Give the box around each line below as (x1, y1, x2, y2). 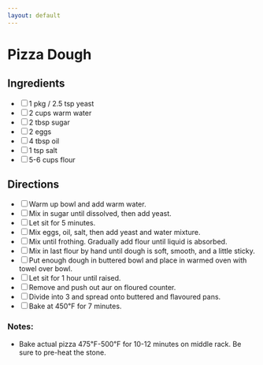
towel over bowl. (18, 264, 72, 274)
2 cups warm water (28, 108, 92, 117)
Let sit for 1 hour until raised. (28, 274, 121, 283)
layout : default (7, 11, 61, 20)
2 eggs (28, 127, 52, 136)
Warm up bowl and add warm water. (28, 199, 146, 209)
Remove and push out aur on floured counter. (28, 283, 176, 292)
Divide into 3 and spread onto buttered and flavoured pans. (28, 292, 221, 302)
